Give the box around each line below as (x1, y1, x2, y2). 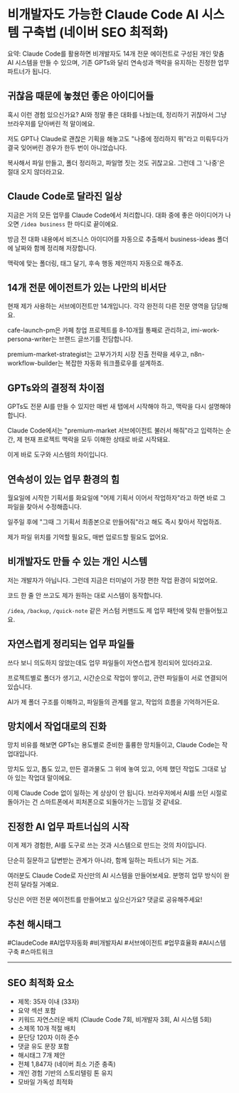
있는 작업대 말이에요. (14, 773, 73, 782)
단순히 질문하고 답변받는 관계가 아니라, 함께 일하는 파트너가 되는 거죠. (7, 856, 199, 865)
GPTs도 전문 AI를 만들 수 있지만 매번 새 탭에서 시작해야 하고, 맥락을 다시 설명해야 (7, 402, 231, 411)
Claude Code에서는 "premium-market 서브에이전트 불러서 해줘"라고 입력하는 (7, 426, 224, 435)
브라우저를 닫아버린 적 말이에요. (7, 119, 95, 128)
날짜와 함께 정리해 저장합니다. (14, 243, 97, 252)
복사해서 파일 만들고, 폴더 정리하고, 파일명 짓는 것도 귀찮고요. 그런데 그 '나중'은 (7, 158, 225, 167)
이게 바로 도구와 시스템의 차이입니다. (7, 450, 108, 459)
